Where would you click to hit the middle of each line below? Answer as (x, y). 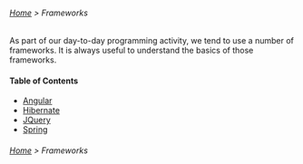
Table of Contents (44, 81)
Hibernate (41, 111)
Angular (37, 101)
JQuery (37, 120)
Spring (35, 130)
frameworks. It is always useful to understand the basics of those (132, 51)
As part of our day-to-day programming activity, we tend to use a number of (152, 41)
